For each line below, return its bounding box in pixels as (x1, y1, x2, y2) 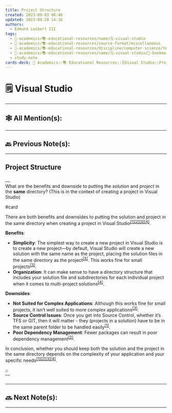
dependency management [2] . (12, 335, 75, 342)
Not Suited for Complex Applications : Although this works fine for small (12, 300, 166, 306)
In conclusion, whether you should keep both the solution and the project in (5, 345, 165, 352)
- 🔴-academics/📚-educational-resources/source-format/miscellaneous (10, 41, 161, 46)
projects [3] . (12, 262, 37, 270)
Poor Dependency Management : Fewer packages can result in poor (12, 329, 158, 336)
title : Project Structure (5, 7, 60, 13)
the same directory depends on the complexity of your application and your (5, 351, 165, 357)
